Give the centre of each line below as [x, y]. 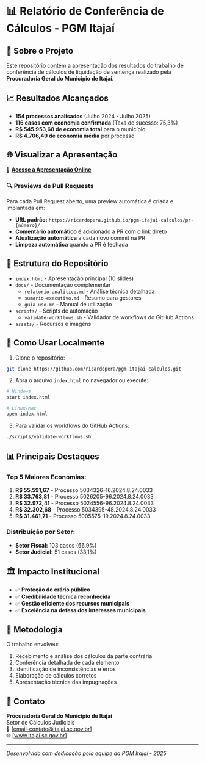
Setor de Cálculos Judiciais [41, 723]
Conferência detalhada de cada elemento [67, 663]
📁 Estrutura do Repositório [57, 263]
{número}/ [28, 225]
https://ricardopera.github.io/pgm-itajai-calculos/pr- [121, 220]
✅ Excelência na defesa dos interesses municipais [81, 610]
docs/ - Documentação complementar [63, 284]
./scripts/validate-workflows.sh [49, 436]
